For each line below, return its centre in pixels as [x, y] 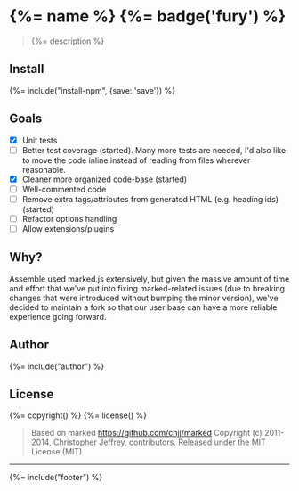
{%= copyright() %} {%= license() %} [78, 415]
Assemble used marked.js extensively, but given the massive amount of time [149, 279]
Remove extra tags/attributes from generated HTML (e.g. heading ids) [150, 199]
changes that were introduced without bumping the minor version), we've [144, 298]
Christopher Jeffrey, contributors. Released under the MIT [160, 442]
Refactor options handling [69, 218]
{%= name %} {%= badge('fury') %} [148, 16]
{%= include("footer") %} [56, 478]
